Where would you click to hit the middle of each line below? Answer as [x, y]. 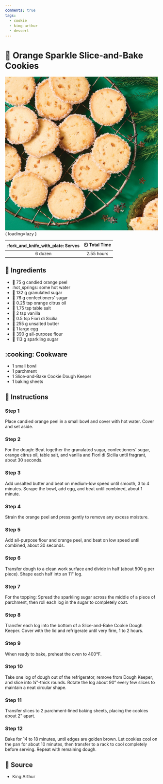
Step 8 [13, 615]
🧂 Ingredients [26, 270]
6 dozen [43, 254]
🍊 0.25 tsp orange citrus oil [39, 303]
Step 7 [13, 586]
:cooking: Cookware [36, 354]
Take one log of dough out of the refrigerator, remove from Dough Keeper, [79, 677]
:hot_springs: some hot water [41, 287]
